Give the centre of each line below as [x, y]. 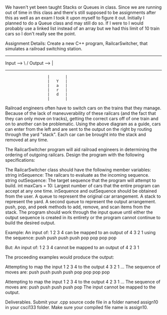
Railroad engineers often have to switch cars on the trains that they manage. [83, 108]
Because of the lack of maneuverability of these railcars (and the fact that [81, 113]
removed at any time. [27, 140]
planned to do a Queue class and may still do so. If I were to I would [74, 23]
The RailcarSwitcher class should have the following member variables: [78, 170]
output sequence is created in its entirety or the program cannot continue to [83, 217]
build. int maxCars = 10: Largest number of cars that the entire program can [83, 186]
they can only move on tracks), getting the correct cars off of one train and [82, 119]
